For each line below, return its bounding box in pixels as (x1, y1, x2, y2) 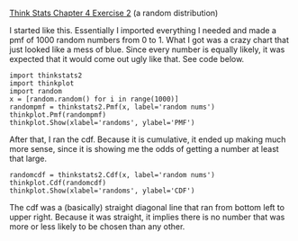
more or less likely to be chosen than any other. (9, 221, 185, 232)
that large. (9, 153, 48, 164)
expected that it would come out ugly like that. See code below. (9, 54, 245, 64)
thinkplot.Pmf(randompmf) (9, 111, 106, 120)
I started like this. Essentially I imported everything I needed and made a (9, 25, 277, 35)
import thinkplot (9, 79, 75, 88)
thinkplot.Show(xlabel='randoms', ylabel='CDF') (9, 186, 195, 195)
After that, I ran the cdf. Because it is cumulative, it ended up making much (9, 134, 286, 145)
